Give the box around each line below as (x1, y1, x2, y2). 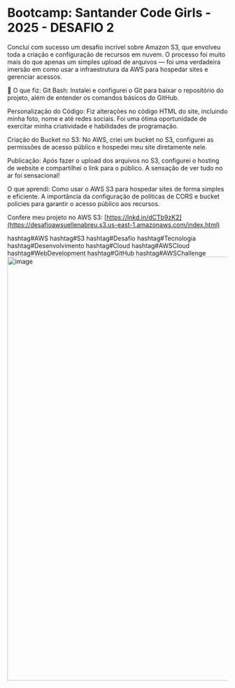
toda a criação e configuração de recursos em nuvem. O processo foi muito (7, 50, 226, 59)
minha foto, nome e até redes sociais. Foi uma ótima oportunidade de (7, 114, 207, 123)
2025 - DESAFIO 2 (7, 20, 115, 36)
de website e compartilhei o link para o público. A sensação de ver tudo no (7, 163, 223, 172)
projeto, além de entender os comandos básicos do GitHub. (7, 93, 180, 102)
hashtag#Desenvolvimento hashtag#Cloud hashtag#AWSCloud (7, 241, 190, 249)
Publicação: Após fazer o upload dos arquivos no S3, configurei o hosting (7, 156, 220, 165)
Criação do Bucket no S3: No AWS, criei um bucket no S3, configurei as (7, 135, 214, 144)
